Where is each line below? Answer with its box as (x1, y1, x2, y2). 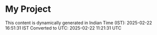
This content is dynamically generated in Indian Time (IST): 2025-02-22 (5, 20, 153, 26)
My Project (5, 3, 51, 15)
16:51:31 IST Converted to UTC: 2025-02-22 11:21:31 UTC (5, 25, 122, 31)
